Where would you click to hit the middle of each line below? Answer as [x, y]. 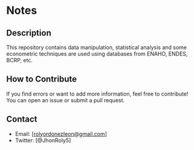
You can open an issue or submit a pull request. [66, 100]
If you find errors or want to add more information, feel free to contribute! [97, 94]
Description [29, 33]
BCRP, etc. [20, 60]
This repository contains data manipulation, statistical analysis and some [97, 47]
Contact [22, 119]
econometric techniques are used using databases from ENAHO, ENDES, [97, 54]
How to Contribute [42, 79]
